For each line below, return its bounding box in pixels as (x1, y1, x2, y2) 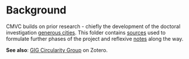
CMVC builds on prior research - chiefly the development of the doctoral (6, 23, 181, 30)
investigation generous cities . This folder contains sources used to (6, 29, 166, 36)
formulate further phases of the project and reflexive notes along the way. (6, 35, 184, 42)
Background (6, 4, 66, 17)
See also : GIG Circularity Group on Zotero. (6, 46, 108, 53)
